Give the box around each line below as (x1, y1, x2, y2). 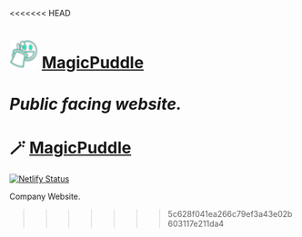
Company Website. (9, 191, 81, 202)
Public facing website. (9, 94, 182, 114)
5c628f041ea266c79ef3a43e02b (167, 209, 293, 220)
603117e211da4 (167, 218, 225, 230)
